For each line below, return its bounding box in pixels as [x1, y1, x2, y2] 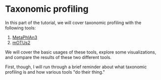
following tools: [5, 25, 36, 30]
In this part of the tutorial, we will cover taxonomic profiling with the [5, 20, 141, 26]
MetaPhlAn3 [12, 34, 38, 40]
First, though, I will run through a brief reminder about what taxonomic [5, 64, 147, 70]
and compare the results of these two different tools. [5, 54, 112, 60]
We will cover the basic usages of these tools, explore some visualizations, [5, 49, 157, 55]
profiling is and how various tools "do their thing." [5, 69, 106, 75]
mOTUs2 [12, 39, 30, 45]
